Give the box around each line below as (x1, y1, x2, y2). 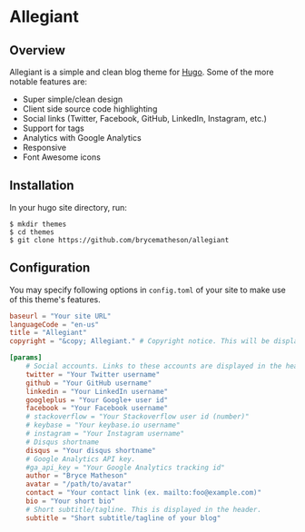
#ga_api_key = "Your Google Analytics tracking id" (25, 463, 225, 472)
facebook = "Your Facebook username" (25, 404, 169, 413)
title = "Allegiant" (9, 329, 88, 338)
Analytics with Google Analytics (22, 133, 143, 143)
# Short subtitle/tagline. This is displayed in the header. (25, 505, 261, 514)
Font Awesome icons (22, 152, 102, 163)
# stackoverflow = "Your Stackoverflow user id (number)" (25, 412, 250, 421)
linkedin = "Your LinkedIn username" (25, 387, 169, 396)
